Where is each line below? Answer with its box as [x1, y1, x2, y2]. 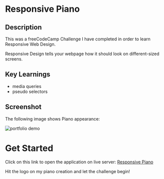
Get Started [5, 143, 53, 153]
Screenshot [5, 103, 42, 111]
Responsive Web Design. [5, 41, 56, 47]
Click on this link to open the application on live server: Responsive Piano [5, 159, 154, 165]
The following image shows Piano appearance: [5, 116, 100, 121]
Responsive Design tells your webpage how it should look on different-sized [5, 51, 160, 57]
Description [5, 23, 42, 31]
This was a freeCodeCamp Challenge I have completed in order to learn [5, 36, 151, 42]
